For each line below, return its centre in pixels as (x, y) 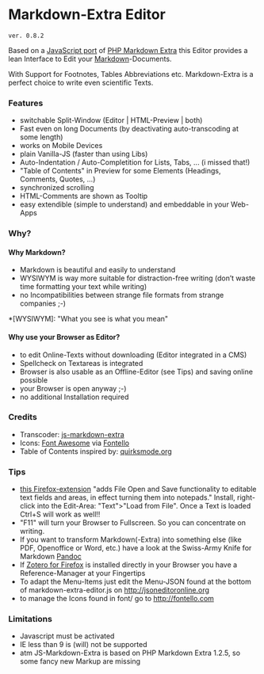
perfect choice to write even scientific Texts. (81, 82)
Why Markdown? (37, 252)
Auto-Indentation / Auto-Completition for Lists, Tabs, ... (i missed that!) (135, 162)
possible (34, 380)
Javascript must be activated (67, 636)
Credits (23, 417)
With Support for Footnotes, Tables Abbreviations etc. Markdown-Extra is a (131, 74)
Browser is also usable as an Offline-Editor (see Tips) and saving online (136, 371)
